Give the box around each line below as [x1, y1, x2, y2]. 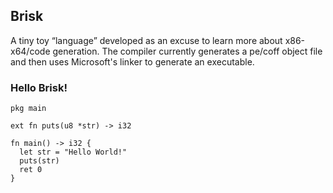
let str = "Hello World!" [19, 147, 128, 158]
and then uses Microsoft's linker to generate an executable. [10, 55, 255, 68]
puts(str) [19, 156, 60, 166]
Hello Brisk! [10, 80, 68, 94]
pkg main [10, 104, 47, 114]
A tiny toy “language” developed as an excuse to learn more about [10, 34, 283, 46]
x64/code [10, 45, 51, 57]
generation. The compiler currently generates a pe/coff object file [52, 45, 323, 57]
